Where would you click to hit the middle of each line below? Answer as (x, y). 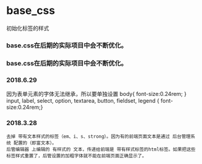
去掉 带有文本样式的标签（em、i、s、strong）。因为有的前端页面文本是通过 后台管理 (99, 137)
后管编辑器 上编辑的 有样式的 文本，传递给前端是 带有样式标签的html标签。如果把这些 (101, 149)
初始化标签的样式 (28, 28)
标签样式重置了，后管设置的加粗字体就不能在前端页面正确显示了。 (77, 156)
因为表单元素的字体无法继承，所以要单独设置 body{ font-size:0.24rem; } (96, 94)
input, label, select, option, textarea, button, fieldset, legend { (83, 101)
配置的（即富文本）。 (35, 143)
